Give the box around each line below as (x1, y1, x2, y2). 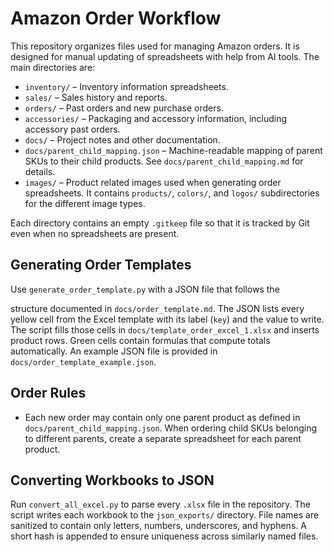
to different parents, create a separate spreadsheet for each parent (24, 432, 302, 444)
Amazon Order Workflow (10, 7, 222, 30)
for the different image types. (24, 197, 146, 209)
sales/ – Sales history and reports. (24, 91, 168, 103)
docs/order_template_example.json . (10, 355, 157, 367)
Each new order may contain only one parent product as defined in (24, 411, 301, 423)
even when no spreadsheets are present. (10, 227, 180, 239)
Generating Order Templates (10, 257, 192, 274)
